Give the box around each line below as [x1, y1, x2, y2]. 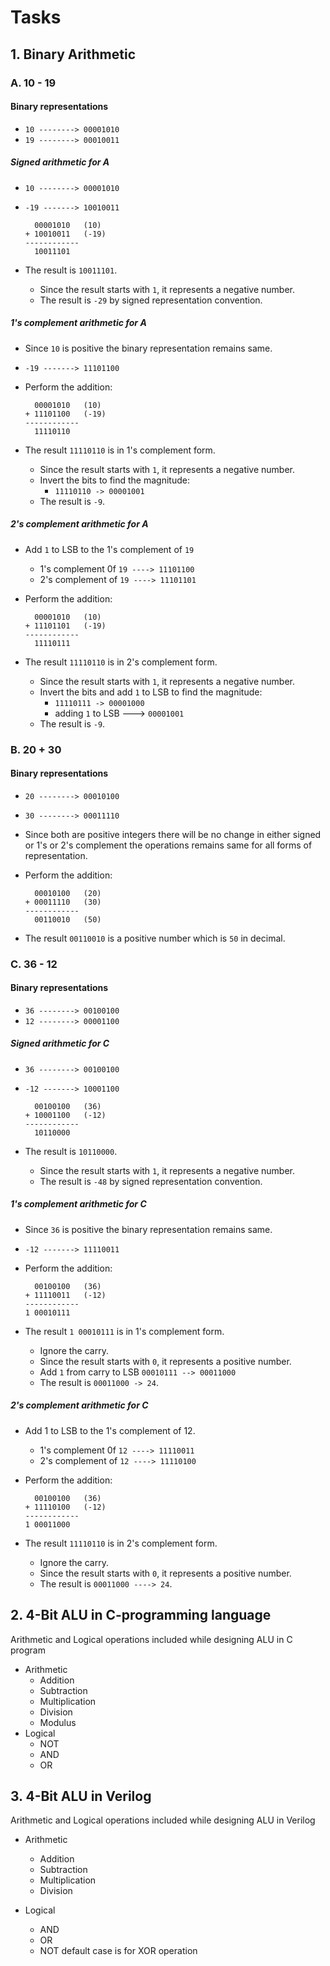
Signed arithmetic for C [10, 1037, 110, 1050]
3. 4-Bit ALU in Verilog [10, 1787, 152, 1805]
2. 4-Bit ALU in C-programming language [10, 1607, 272, 1624]
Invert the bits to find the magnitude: [39, 474, 190, 486]
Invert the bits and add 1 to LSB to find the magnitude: [39, 686, 263, 698]
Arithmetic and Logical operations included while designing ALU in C [10, 1633, 293, 1645]
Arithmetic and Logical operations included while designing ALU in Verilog [10, 1814, 316, 1826]
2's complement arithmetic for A [10, 518, 149, 530]
